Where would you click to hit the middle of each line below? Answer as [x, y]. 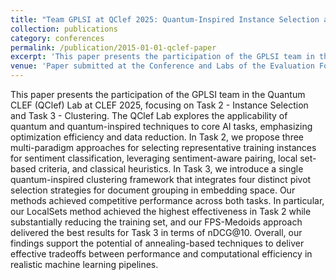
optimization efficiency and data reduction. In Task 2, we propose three [157, 137]
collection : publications [64, 29]
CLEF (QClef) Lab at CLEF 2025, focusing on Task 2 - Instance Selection [159, 105]
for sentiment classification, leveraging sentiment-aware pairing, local [154, 158]
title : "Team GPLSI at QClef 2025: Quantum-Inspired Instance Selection [165, 19]
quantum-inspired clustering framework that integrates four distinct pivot [161, 179]
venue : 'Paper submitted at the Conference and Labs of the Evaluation [162, 66]
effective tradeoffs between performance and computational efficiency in [161, 254]
